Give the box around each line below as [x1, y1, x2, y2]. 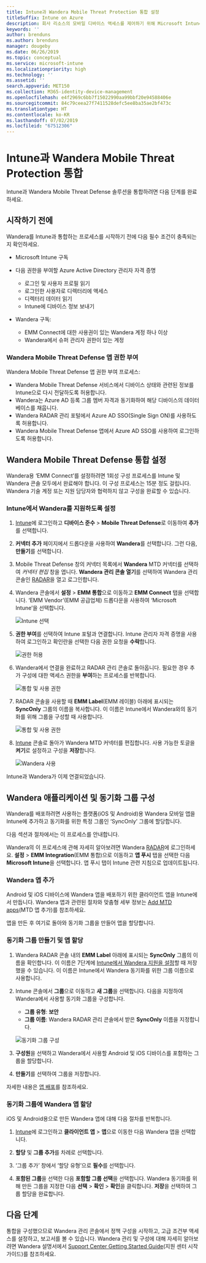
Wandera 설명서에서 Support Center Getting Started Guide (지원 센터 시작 [17, 1242, 198, 1250]
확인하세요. [12, 240, 40, 248]
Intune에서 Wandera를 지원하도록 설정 [6, 504, 116, 513]
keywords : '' [6, 26, 40, 32]
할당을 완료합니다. [21, 1190, 65, 1197]
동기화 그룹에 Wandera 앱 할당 [6, 1100, 92, 1108]
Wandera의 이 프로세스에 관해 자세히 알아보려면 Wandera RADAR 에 [6, 844, 170, 851]
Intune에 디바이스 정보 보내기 [24, 302, 95, 310]
